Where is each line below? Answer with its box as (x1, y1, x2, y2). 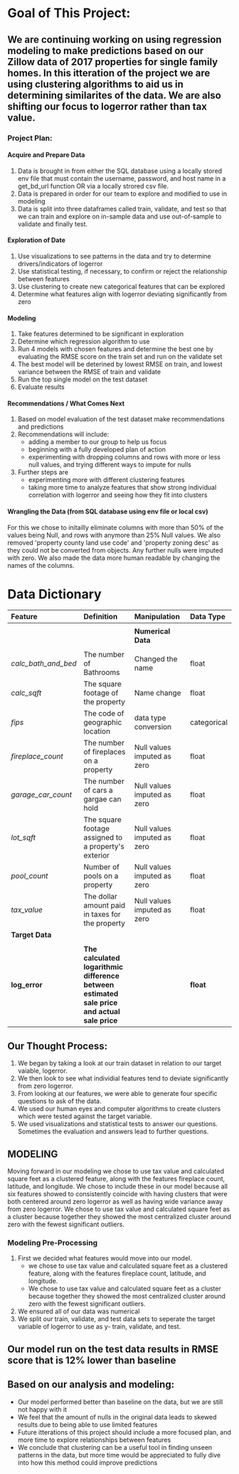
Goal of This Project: (7, 5, 131, 21)
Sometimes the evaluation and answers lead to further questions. (17, 1127, 209, 1136)
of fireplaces (83, 747, 126, 757)
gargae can (83, 794, 122, 804)
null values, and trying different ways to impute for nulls (28, 461, 192, 469)
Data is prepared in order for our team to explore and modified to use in (17, 189, 228, 198)
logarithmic (83, 962, 123, 972)
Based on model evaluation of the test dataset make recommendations (17, 415, 225, 423)
